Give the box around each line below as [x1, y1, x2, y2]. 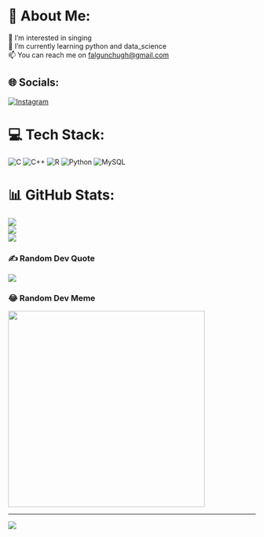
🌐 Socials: [8, 76, 60, 89]
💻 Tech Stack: [8, 126, 105, 144]
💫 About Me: [8, 7, 91, 25]
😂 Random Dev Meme [8, 292, 96, 303]
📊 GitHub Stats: [8, 186, 115, 203]
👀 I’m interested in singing [8, 33, 92, 42]
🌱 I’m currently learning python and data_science [8, 41, 167, 50]
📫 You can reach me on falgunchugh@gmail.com [8, 50, 170, 60]
